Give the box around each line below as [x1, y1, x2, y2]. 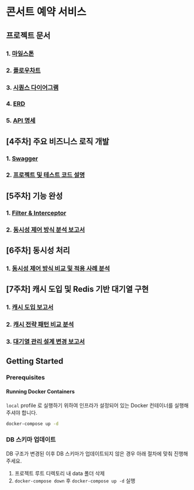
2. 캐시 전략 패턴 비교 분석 [6, 320, 74, 329]
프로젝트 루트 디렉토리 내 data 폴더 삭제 [14, 470, 105, 477]
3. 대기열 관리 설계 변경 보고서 [6, 337, 85, 346]
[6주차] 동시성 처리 [6, 246, 70, 256]
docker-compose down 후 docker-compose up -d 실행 [14, 477, 136, 484]
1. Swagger [6, 154, 39, 163]
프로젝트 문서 [6, 30, 51, 40]
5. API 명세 [6, 116, 36, 125]
